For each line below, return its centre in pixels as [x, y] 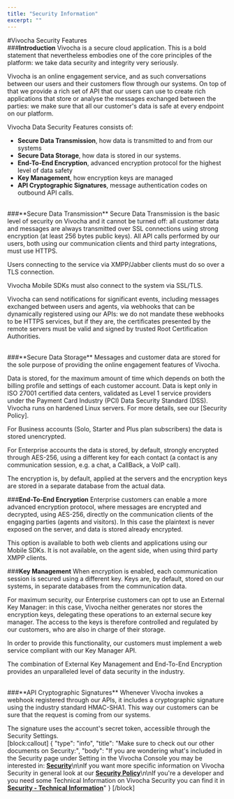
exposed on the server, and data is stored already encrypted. [95, 529]
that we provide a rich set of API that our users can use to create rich [107, 91]
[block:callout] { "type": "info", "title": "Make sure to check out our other [111, 743]
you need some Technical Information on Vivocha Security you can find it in [116, 780]
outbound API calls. [45, 193]
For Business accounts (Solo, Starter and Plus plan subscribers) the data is [115, 429]
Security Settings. [33, 735]
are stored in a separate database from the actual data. [86, 486]
